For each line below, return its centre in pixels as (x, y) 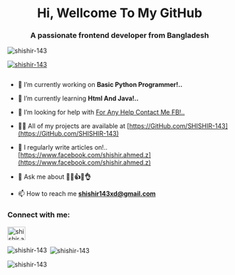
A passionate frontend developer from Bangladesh (120, 36)
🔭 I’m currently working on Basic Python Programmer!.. (100, 85)
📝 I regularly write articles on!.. (63, 147)
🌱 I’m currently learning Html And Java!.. (78, 98)
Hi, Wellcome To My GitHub (120, 13)
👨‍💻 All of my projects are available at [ (73, 126)
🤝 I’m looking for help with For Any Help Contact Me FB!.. (101, 113)
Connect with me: (39, 215)
